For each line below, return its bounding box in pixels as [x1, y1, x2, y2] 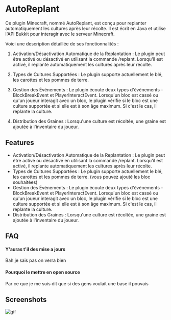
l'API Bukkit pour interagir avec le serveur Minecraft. [5, 31, 115, 37]
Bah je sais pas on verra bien [5, 257, 66, 263]
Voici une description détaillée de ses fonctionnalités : [5, 40, 119, 46]
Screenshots [5, 295, 47, 304]
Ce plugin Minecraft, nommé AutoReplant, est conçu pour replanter [5, 20, 146, 26]
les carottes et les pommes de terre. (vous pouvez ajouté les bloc [12, 174, 151, 180]
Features [5, 138, 34, 147]
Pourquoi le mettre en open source [5, 269, 80, 275]
